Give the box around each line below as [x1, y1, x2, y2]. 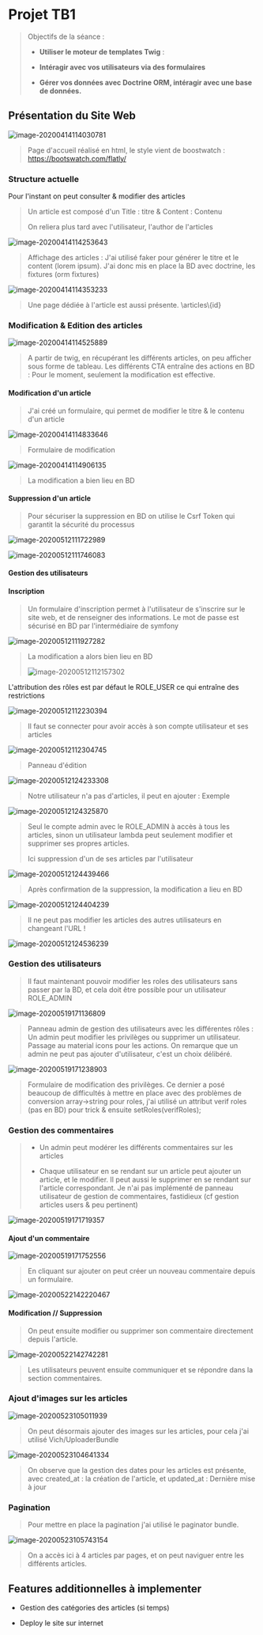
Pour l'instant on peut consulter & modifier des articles [8, 191, 186, 201]
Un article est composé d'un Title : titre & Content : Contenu [27, 207, 223, 217]
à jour [27, 1482, 47, 1492]
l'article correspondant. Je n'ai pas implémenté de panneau [39, 1183, 234, 1193]
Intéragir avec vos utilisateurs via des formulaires [39, 62, 206, 72]
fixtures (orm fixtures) [27, 270, 100, 279]
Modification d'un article [8, 388, 92, 397]
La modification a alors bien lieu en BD [27, 651, 153, 661]
